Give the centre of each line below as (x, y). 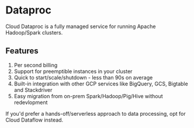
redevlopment (31, 102)
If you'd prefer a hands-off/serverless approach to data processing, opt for (96, 113)
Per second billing (36, 65)
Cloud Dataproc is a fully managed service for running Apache (81, 26)
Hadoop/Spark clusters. (34, 32)
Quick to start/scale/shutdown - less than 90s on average (83, 77)
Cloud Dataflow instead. (34, 120)
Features (22, 51)
